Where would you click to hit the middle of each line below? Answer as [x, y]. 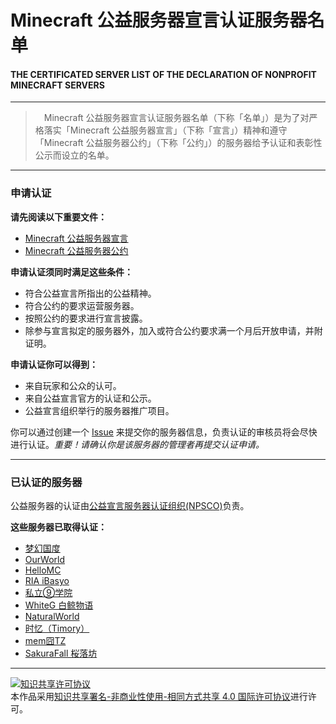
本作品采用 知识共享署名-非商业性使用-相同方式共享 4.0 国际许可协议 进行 [159, 696]
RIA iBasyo [47, 580]
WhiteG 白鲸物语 [59, 605]
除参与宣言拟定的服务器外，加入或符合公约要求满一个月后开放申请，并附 [173, 330]
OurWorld [44, 559]
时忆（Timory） [57, 628]
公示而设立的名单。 [74, 155]
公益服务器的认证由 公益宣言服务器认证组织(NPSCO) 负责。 [130, 505]
